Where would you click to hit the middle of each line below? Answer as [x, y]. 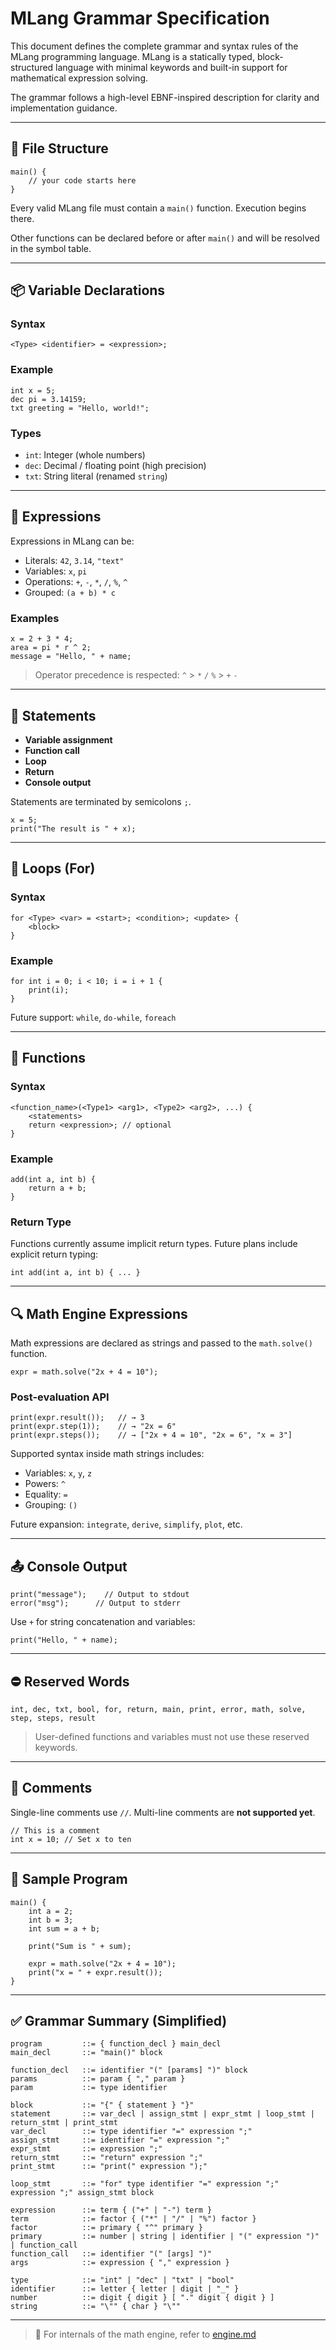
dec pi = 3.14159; [48, 399]
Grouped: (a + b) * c [70, 592]
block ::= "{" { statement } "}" [102, 2105]
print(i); [49, 990]
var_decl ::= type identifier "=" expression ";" [131, 2132]
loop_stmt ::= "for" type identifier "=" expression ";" [145, 2184]
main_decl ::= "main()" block [86, 2053]
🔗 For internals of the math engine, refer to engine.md [145, 2334]
